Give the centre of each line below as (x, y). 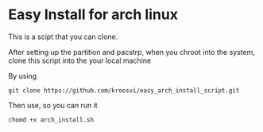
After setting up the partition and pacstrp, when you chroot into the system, (132, 52)
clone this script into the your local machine (80, 60)
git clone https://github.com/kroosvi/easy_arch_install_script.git (124, 90)
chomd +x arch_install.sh (51, 120)
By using (23, 76)
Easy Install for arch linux (93, 15)
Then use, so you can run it (53, 105)
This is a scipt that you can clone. (63, 37)
